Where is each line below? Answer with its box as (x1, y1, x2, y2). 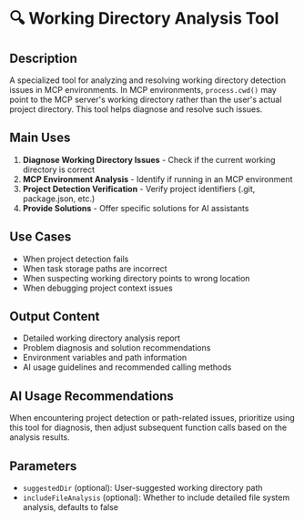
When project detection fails (22, 253, 129, 264)
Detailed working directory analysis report (22, 332, 180, 343)
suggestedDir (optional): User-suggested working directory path (22, 483, 263, 494)
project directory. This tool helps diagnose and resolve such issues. (9, 104, 263, 115)
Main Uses (9, 130, 71, 146)
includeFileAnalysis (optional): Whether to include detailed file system (22, 492, 290, 503)
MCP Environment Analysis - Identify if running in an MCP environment (22, 173, 293, 184)
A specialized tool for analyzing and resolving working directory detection (9, 75, 287, 86)
